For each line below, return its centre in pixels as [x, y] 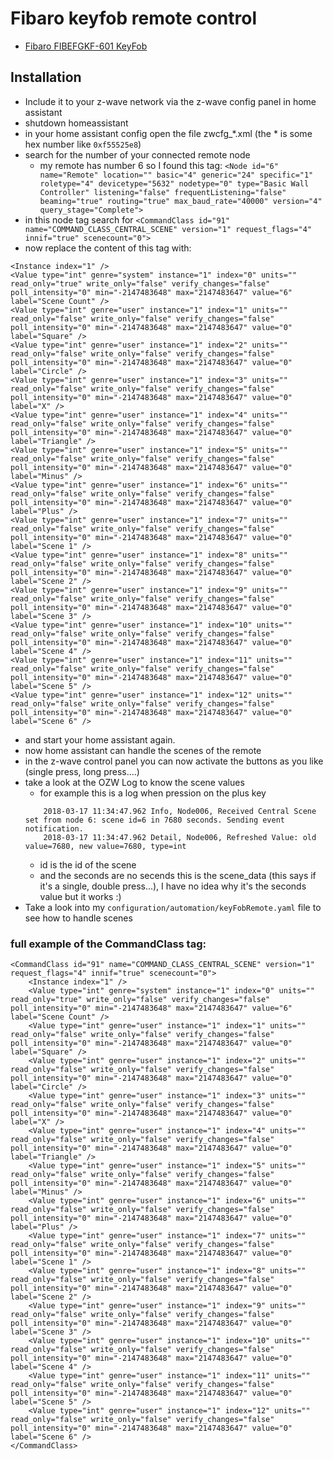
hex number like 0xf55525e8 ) [83, 144]
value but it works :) [80, 896]
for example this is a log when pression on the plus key [153, 793]
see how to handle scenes [78, 918]
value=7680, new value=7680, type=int [105, 846]
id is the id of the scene [88, 864]
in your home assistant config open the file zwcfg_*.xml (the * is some [168, 133]
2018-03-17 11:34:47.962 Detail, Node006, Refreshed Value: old [180, 837]
